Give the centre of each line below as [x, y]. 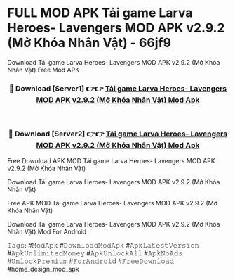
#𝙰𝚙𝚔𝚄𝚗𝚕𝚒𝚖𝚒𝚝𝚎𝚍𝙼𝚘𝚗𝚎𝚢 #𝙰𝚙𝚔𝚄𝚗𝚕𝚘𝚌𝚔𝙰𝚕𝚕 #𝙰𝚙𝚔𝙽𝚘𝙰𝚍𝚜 [95, 253]
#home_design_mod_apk [43, 269]
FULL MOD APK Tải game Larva [100, 13]
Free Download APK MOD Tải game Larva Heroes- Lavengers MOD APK [111, 160]
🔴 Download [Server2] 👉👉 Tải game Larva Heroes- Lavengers [118, 134]
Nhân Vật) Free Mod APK [43, 70]
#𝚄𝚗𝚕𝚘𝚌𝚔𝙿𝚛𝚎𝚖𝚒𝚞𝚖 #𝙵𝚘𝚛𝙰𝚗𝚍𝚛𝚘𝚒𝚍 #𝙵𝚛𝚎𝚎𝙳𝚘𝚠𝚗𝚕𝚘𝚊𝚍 [90, 261]
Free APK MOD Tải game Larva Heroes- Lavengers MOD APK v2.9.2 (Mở [112, 203]
